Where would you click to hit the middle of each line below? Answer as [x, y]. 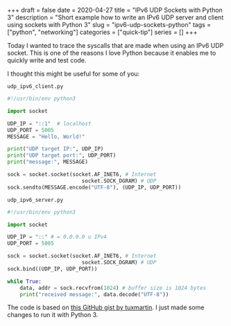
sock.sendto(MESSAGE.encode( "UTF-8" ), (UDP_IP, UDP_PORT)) [94, 187]
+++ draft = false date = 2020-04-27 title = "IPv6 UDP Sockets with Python [115, 10]
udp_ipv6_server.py [35, 200]
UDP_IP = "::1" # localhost [49, 123]
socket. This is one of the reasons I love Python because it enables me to [112, 53]
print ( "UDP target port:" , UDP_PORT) [62, 155]
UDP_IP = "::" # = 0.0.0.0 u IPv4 [57, 237]
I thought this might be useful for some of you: [74, 74]
